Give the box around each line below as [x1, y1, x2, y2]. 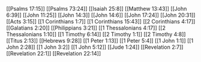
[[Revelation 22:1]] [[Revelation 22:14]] [6, 50, 101, 57]
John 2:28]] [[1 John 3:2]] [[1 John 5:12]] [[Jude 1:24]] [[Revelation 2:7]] [6, 43, 184, 51]
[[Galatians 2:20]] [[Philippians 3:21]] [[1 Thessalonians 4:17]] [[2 [6, 24, 166, 31]
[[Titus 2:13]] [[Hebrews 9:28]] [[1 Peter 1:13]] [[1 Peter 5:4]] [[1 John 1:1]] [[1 [6, 37, 194, 44]
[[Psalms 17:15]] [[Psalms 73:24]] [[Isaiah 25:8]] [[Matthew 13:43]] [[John [6, 5, 187, 12]
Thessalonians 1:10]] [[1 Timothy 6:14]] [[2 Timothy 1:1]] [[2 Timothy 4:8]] [6, 31, 186, 38]
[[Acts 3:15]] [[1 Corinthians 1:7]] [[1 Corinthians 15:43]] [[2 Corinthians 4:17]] [6, 18, 196, 25]
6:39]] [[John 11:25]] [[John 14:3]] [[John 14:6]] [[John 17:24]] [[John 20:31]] [6, 11, 196, 19]
